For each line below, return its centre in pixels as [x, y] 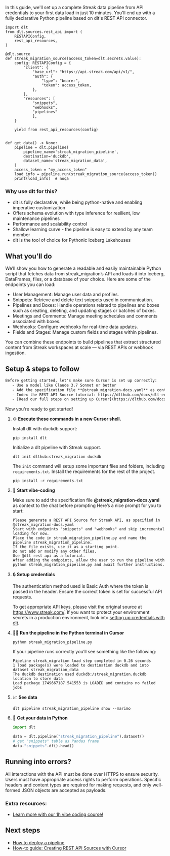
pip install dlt [30, 438]
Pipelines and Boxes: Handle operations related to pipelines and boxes [86, 305]
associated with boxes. [36, 322]
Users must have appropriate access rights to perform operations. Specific [83, 779]
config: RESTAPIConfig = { [43, 63]
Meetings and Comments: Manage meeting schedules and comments [85, 316]
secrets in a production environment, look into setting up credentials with [89, 618]
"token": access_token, [67, 85]
